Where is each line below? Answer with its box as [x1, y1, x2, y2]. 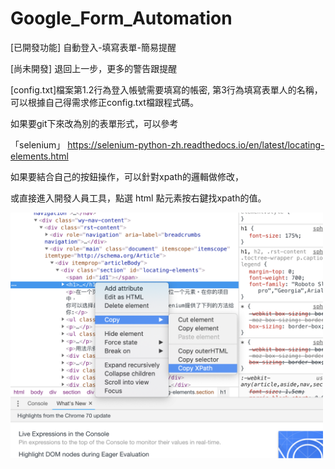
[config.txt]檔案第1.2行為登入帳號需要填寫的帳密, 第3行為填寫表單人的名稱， [10, 83, 323, 96]
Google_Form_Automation [10, 7, 233, 30]
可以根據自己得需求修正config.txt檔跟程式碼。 [10, 96, 199, 108]
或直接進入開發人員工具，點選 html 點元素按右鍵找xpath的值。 [10, 192, 267, 204]
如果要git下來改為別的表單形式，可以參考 [10, 117, 179, 129]
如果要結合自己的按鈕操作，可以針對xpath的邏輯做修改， [10, 170, 245, 182]
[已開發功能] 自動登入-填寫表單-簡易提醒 [10, 41, 177, 53]
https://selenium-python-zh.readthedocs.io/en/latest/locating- [67, 138, 325, 151]
